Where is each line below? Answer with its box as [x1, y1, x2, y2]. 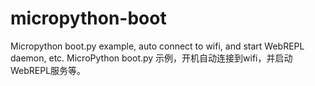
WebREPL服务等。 [10, 64, 87, 76]
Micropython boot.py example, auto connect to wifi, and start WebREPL [10, 40, 305, 52]
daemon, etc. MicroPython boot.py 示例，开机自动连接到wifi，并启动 [10, 52, 293, 64]
